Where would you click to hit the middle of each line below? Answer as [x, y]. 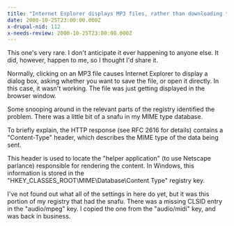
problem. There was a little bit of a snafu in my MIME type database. [105, 117]
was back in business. [39, 216]
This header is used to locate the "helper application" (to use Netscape [109, 159]
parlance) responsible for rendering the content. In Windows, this [101, 166]
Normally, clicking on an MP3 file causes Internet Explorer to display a [108, 74]
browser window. [32, 96]
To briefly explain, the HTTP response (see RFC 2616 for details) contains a [115, 130]
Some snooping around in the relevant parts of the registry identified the [111, 109]
